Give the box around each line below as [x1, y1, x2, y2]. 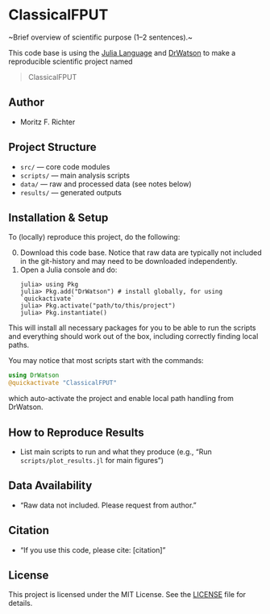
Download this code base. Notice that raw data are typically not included [19, 248, 262, 257]
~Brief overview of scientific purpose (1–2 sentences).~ [8, 32, 193, 42]
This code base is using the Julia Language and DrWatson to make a [8, 48, 236, 57]
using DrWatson [8, 371, 60, 380]
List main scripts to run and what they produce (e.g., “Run [19, 446, 212, 457]
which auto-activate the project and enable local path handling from [8, 394, 234, 403]
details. [8, 599, 33, 608]
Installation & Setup [8, 211, 109, 224]
